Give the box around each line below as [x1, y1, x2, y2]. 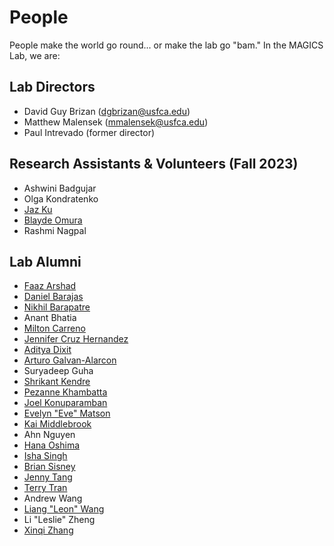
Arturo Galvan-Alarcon [23, 354, 117, 366]
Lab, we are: [9, 49, 61, 61]
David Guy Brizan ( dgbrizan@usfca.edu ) [23, 105, 191, 117]
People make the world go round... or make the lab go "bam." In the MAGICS [9, 39, 324, 51]
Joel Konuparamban [23, 397, 108, 409]
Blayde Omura [23, 214, 83, 226]
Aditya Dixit [23, 344, 72, 356]
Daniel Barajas [23, 291, 84, 303]
